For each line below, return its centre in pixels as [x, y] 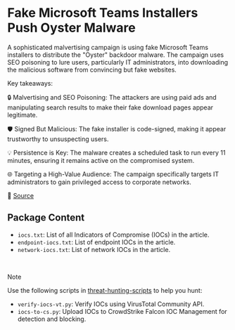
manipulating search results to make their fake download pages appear [110, 107]
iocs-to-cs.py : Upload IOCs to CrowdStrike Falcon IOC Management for [122, 311]
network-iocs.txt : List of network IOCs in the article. [94, 249]
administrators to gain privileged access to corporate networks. [99, 182]
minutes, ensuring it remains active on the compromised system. [101, 160]
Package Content [46, 218]
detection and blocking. [52, 319]
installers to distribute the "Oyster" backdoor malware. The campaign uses [115, 55]
